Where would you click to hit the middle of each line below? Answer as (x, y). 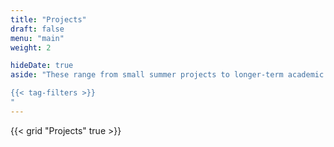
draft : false (37, 29)
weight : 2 (31, 47)
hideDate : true (42, 66)
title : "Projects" (48, 19)
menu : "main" (37, 38)
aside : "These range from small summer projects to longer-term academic (167, 75)
